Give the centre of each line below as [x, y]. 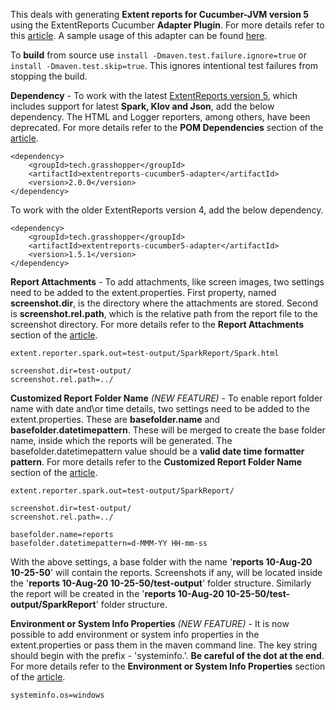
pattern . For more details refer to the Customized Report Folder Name [156, 462]
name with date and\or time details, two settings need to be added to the [160, 408]
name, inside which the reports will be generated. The [121, 440]
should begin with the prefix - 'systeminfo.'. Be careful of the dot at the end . [167, 655]
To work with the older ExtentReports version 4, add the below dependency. [167, 210]
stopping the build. [49, 76]
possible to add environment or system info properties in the [135, 634]
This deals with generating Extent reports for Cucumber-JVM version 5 [159, 14]
